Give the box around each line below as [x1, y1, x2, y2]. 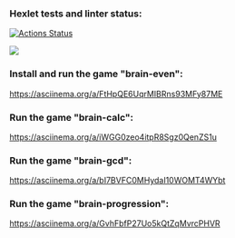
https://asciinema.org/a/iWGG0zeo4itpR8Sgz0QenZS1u [9, 131, 218, 143]
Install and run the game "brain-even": [9, 67, 183, 80]
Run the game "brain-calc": [9, 111, 134, 124]
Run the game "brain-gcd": [9, 154, 132, 166]
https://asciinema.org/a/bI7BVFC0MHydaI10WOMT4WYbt [9, 175, 226, 186]
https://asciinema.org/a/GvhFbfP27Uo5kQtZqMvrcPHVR [9, 218, 220, 229]
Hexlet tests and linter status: [9, 7, 142, 20]
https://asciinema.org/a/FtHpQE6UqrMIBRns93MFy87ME [9, 88, 223, 99]
